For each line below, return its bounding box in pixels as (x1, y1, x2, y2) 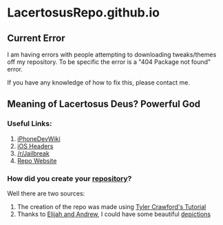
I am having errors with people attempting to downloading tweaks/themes (7, 50, 217, 58)
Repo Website (17, 156, 57, 164)
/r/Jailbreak (17, 149, 50, 158)
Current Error (7, 32, 65, 44)
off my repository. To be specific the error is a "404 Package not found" (7, 58, 211, 66)
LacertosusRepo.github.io (7, 5, 160, 21)
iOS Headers (17, 142, 54, 150)
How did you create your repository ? (7, 173, 132, 183)
